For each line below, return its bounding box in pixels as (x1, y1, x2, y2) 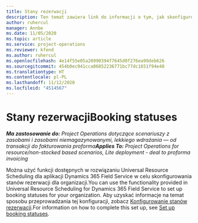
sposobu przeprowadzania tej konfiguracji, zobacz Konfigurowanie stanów (6, 198, 187, 205)
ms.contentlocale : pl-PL (6, 74, 67, 80)
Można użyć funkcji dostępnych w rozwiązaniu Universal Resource (6, 166, 169, 174)
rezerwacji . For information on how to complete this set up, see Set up (6, 204, 175, 211)
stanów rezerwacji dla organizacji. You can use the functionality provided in (6, 179, 188, 186)
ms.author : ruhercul (6, 52, 57, 58)
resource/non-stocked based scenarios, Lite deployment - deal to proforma (6, 148, 190, 156)
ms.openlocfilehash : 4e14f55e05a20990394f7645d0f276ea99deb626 (6, 58, 165, 64)
